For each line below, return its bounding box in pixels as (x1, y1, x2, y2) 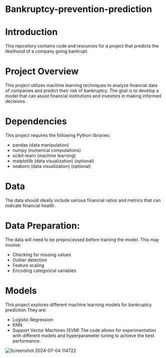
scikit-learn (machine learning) (12, 152, 76, 158)
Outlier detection (12, 256, 47, 263)
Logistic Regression (12, 316, 53, 322)
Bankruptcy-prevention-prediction (5, 3, 152, 15)
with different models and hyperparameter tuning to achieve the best (12, 332, 154, 338)
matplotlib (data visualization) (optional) (12, 158, 94, 163)
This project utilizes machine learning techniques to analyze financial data (5, 82, 157, 88)
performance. (12, 337, 41, 343)
